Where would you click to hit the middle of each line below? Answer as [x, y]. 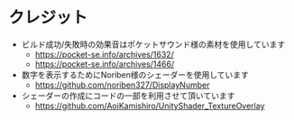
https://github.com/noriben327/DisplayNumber [122, 85]
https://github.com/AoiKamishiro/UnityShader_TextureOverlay [150, 106]
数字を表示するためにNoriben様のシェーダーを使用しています [135, 74]
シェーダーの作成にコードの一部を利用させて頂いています [128, 96]
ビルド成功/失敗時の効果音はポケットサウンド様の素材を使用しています [153, 44]
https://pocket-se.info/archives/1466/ [105, 64]
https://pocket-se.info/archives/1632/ [105, 54]
